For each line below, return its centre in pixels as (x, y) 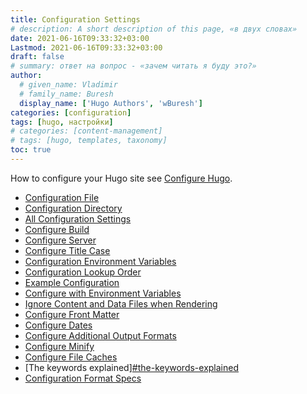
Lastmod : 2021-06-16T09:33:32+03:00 (86, 47)
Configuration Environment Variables (100, 261)
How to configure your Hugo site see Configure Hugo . (121, 178)
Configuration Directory (73, 208)
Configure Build (57, 229)
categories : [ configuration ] (71, 112)
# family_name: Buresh (66, 94)
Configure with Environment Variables (103, 293)
